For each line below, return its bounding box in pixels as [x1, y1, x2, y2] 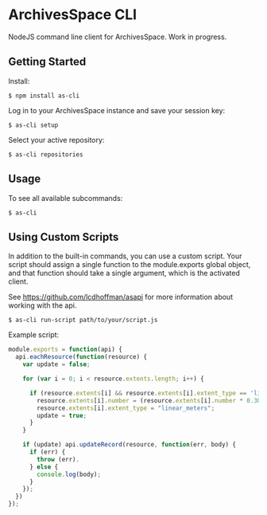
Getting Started [8, 55, 87, 69]
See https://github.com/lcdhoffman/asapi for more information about [8, 293, 233, 302]
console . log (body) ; [37, 470, 102, 478]
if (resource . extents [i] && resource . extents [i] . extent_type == [29, 389, 247, 397]
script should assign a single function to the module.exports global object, [8, 260, 251, 269]
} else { [29, 462, 59, 471]
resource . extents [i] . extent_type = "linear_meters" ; [37, 404, 215, 412]
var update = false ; [22, 360, 91, 368]
